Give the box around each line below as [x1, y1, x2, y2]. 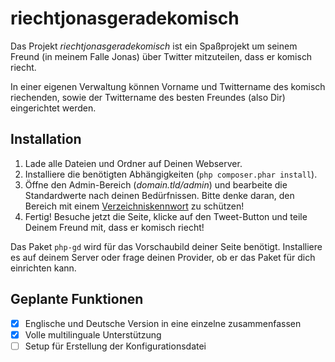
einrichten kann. [10, 262, 77, 274]
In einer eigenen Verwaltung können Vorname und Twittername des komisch [10, 80, 326, 92]
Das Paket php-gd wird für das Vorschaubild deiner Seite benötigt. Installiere [10, 240, 323, 252]
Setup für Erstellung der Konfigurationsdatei [24, 340, 207, 352]
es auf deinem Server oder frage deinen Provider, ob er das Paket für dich [10, 251, 316, 263]
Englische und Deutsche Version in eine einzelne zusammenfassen [24, 317, 302, 329]
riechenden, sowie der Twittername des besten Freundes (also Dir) [10, 91, 286, 103]
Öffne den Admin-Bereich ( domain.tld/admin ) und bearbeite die [24, 178, 288, 191]
